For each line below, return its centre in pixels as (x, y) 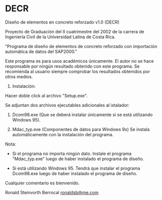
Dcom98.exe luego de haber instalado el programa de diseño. (75, 173)
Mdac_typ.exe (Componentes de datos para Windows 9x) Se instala (81, 129)
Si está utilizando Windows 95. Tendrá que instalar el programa (76, 168)
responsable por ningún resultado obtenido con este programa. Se (72, 66)
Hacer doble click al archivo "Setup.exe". (46, 96)
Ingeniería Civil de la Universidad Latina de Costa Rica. (60, 37)
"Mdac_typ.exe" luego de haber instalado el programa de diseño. (78, 159)
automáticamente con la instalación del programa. (63, 134)
